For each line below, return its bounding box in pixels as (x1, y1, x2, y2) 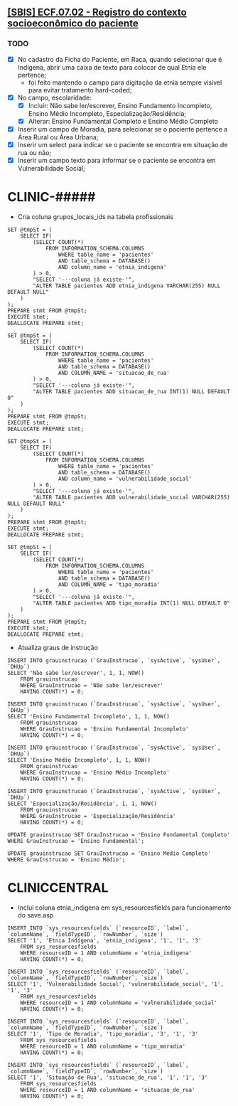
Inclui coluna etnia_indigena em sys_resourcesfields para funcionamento (17, 903, 232, 912)
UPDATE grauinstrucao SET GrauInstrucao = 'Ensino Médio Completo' (7, 850, 212, 857)
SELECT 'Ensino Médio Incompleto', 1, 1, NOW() (7, 757, 151, 764)
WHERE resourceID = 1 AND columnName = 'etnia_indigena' (20, 950, 193, 957)
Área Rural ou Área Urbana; (17, 133, 99, 142)
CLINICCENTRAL (7, 880, 109, 896)
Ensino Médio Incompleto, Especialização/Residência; (28, 109, 187, 117)
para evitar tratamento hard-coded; (28, 85, 132, 94)
